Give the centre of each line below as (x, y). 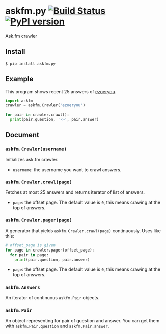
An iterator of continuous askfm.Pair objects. (52, 298)
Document (22, 135)
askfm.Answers (23, 287)
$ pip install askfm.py (31, 64)
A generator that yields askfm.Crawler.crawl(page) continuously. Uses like (83, 231)
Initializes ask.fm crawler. (32, 159)
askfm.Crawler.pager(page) (39, 220)
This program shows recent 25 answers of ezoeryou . (61, 91)
